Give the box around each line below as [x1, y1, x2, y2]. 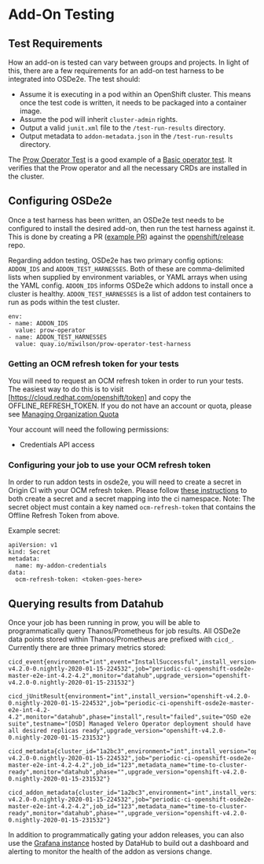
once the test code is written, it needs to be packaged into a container [19, 98, 247, 107]
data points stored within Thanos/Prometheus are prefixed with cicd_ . [8, 634, 234, 644]
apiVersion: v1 [8, 541, 58, 550]
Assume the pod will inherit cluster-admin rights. [19, 115, 178, 123]
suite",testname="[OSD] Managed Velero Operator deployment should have [8, 720, 251, 728]
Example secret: [8, 526, 60, 535]
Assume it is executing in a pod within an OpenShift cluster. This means [19, 90, 251, 99]
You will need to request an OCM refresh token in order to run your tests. [8, 376, 244, 386]
